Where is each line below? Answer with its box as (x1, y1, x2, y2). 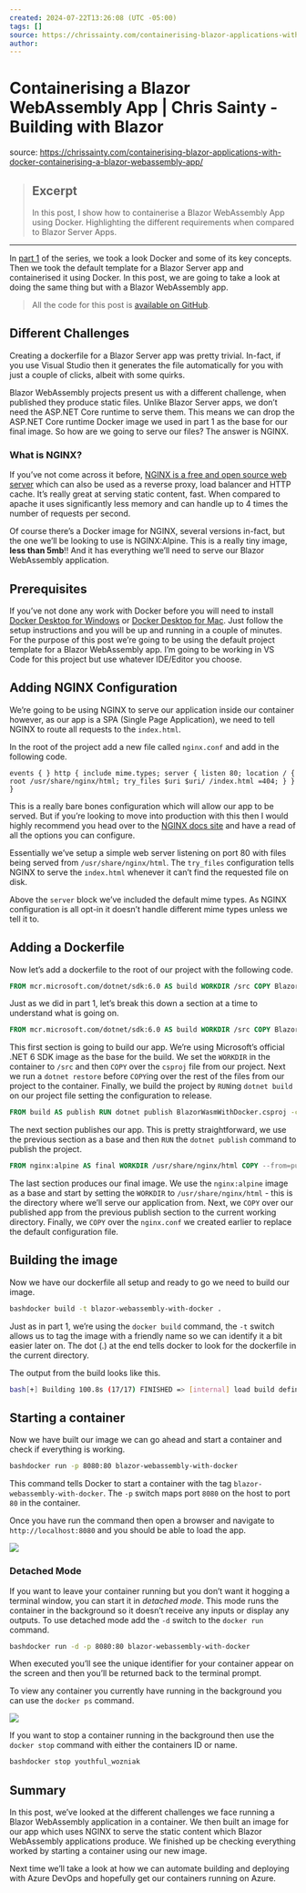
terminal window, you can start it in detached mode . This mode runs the (9, 1595, 280, 1606)
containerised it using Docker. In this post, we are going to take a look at (9, 273, 280, 283)
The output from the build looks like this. (9, 1367, 161, 1378)
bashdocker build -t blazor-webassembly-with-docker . (9, 1304, 222, 1313)
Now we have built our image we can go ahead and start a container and (9, 1435, 282, 1445)
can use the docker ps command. (9, 1695, 135, 1706)
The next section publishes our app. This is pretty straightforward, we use (9, 1125, 287, 1136)
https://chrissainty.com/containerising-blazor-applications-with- (39, 147, 282, 158)
